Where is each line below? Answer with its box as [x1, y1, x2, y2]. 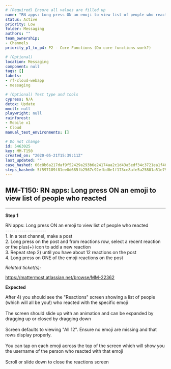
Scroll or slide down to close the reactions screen [5, 359, 109, 365]
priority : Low [5, 21, 36, 27]
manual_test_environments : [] [5, 130, 70, 135]
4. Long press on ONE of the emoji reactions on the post [5, 255, 124, 261]
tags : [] [5, 69, 24, 74]
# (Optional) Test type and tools [5, 92, 79, 97]
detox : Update [5, 101, 36, 107]
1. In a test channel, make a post [5, 233, 73, 239]
